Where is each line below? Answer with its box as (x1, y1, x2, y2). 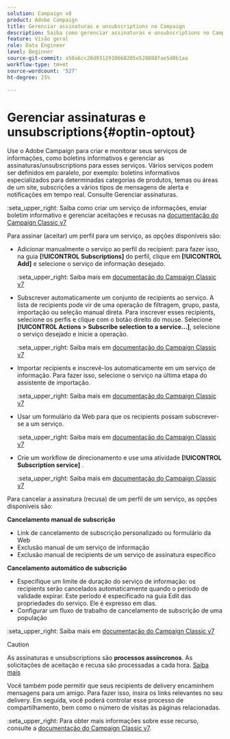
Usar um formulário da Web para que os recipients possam (16, 413, 183, 421)
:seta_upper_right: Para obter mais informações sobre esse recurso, (7, 717, 199, 725)
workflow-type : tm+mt (7, 61, 69, 68)
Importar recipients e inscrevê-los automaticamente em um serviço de (16, 364, 216, 372)
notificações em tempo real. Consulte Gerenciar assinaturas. (7, 190, 178, 199)
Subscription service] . (16, 461, 84, 469)
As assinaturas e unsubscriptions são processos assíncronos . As (7, 654, 193, 662)
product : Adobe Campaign (7, 16, 78, 23)
